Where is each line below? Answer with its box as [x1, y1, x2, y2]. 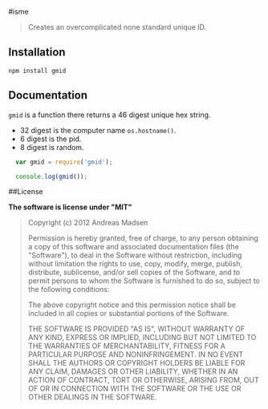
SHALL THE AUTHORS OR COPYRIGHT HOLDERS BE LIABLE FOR [27, 358, 246, 368]
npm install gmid [8, 67, 67, 75]
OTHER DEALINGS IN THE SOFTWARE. [27, 392, 157, 402]
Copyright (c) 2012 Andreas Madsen [27, 218, 148, 228]
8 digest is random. [19, 142, 84, 152]
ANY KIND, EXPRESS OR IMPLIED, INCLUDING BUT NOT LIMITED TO [27, 333, 257, 342]
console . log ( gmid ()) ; [15, 172, 88, 180]
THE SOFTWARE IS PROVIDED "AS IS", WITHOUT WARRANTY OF [27, 324, 246, 334]
